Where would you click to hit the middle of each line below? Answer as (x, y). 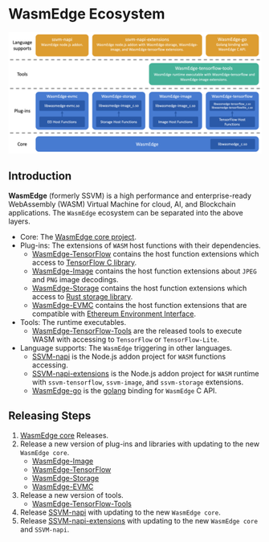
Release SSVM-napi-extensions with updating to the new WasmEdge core (139, 520)
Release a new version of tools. (72, 495)
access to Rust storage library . (82, 296)
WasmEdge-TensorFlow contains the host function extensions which (145, 253)
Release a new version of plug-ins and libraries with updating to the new (139, 444)
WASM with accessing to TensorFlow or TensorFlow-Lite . (125, 339)
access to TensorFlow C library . (84, 262)
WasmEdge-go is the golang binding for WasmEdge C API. (124, 390)
